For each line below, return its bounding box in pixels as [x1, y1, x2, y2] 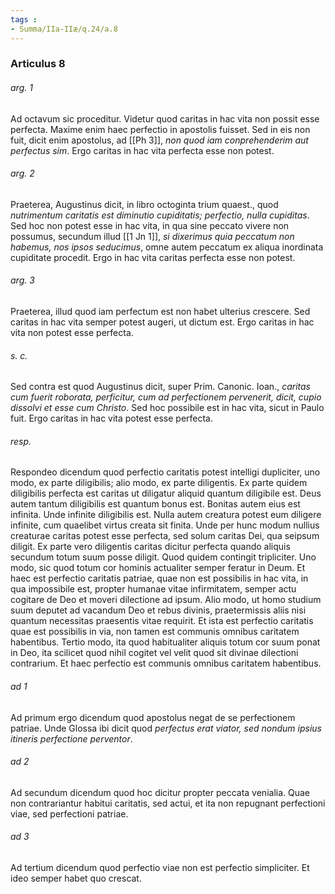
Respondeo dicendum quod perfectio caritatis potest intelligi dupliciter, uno [10, 466, 321, 478]
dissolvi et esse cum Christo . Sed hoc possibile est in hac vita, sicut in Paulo [10, 402, 325, 414]
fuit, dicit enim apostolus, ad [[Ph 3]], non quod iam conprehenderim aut [10, 134, 309, 146]
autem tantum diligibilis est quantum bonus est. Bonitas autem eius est [10, 498, 301, 510]
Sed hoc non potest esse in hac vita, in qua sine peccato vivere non [10, 219, 290, 231]
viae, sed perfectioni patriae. [10, 807, 129, 820]
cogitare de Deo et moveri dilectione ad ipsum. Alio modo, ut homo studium [10, 594, 322, 606]
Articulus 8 [10, 57, 66, 71]
